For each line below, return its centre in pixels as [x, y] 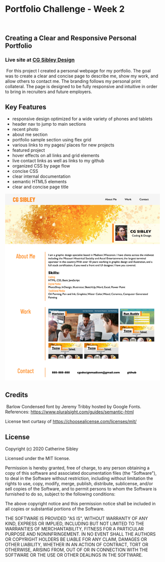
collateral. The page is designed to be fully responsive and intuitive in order [81, 86]
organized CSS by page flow [41, 166]
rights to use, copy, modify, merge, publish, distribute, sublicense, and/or [79, 483]
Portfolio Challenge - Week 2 [65, 9]
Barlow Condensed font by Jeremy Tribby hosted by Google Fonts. [74, 407]
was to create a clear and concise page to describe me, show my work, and [82, 76]
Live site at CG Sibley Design [40, 60]
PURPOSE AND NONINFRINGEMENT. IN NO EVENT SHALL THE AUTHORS [81, 534]
